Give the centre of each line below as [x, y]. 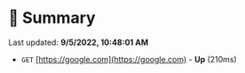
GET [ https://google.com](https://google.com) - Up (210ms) [129, 59]
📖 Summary [52, 18]
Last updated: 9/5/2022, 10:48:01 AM [78, 42]
